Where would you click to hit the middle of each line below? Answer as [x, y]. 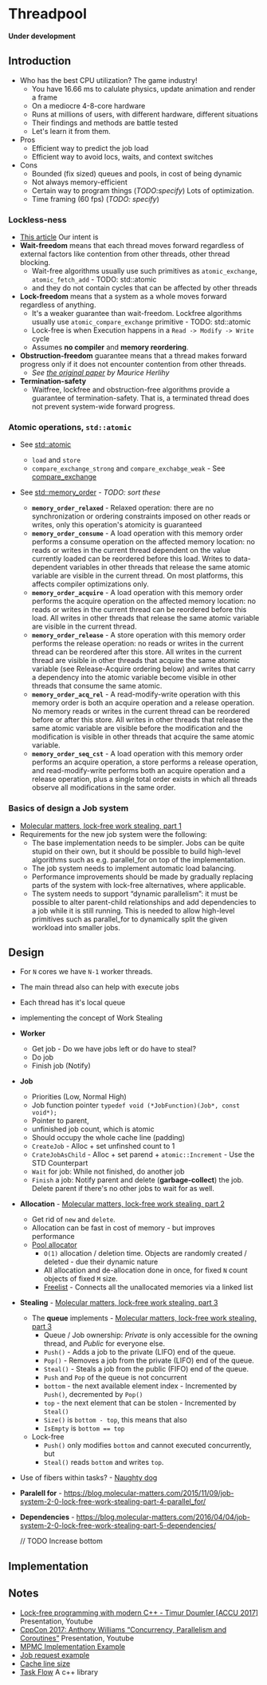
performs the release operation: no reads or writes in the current [137, 644]
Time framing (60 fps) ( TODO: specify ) [95, 199]
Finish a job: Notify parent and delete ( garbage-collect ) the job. [137, 1180]
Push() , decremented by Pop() [93, 1395]
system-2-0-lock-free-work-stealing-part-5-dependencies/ [118, 1525]
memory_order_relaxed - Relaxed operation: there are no [123, 508]
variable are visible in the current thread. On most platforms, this [137, 576]
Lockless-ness [37, 219]
